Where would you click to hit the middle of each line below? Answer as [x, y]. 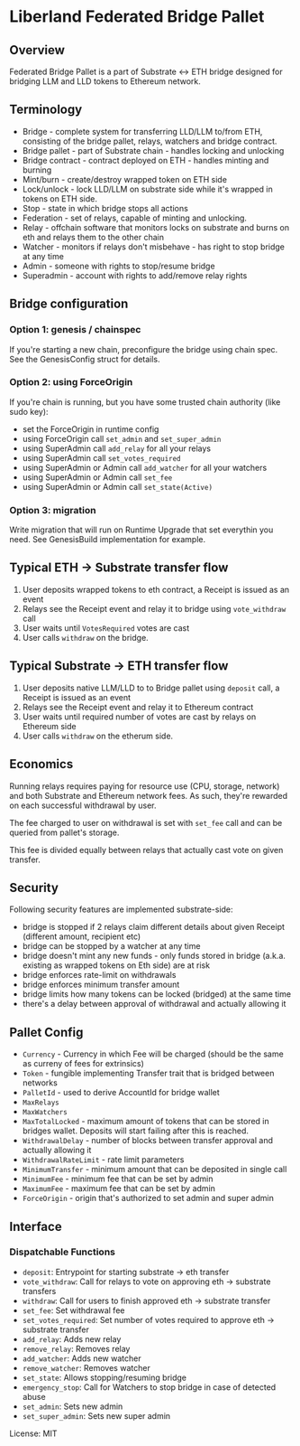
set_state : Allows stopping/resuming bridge [105, 1377]
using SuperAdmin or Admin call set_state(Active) [118, 486]
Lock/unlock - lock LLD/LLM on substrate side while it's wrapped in [147, 189]
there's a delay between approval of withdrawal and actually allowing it [154, 1004]
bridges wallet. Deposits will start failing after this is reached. [136, 1131]
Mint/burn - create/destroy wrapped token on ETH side [125, 179]
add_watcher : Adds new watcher [82, 1358]
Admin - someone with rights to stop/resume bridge [118, 266]
